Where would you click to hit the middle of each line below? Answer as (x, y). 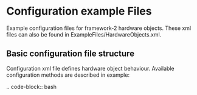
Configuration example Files (79, 11)
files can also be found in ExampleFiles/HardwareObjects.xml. (84, 34)
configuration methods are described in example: (68, 75)
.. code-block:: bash (31, 86)
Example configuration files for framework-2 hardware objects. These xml (99, 28)
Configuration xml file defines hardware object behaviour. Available (90, 68)
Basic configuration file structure (71, 54)
